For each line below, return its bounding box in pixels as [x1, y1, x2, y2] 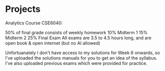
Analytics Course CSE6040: [5, 20, 63, 26]
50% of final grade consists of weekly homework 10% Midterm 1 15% [5, 29, 148, 35]
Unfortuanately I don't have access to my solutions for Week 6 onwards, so [5, 50, 160, 56]
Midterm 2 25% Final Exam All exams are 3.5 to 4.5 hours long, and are [5, 35, 151, 41]
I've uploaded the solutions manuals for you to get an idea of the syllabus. [5, 55, 157, 61]
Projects [5, 3, 41, 15]
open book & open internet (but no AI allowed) [5, 40, 100, 46]
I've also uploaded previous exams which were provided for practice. [5, 60, 147, 66]
